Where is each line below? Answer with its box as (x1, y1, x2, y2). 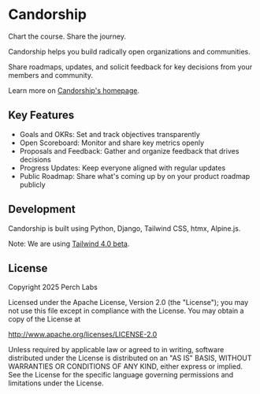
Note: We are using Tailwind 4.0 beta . (8, 239, 130, 248)
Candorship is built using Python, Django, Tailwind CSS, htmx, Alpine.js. (8, 223, 241, 233)
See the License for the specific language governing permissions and (8, 370, 234, 380)
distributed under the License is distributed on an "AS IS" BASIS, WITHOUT (8, 353, 252, 363)
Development (8, 203, 76, 216)
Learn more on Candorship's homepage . (8, 85, 140, 95)
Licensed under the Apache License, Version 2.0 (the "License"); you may (8, 298, 249, 307)
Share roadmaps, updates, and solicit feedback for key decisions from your (8, 61, 253, 72)
